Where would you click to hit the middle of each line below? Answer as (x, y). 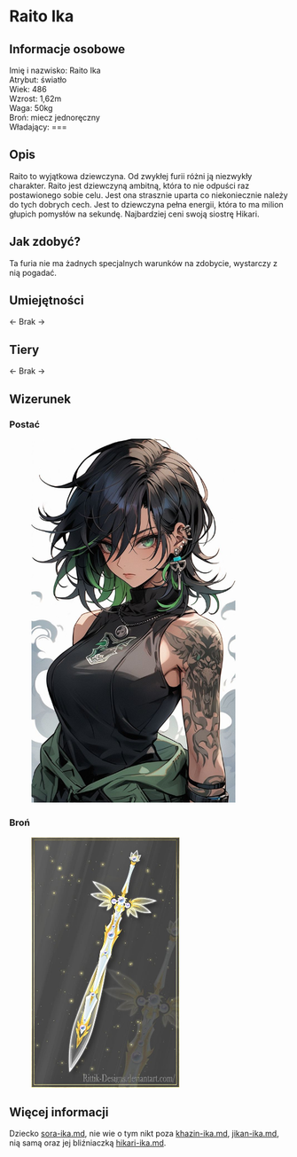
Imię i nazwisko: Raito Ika (55, 70)
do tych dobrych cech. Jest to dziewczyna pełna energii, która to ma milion (146, 204)
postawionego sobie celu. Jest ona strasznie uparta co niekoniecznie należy (148, 195)
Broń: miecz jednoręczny (55, 118)
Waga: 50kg (31, 108)
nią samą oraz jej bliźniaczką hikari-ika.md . (88, 1143)
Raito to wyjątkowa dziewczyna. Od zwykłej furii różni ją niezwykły (131, 176)
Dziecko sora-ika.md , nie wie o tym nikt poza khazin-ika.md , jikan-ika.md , (144, 1134)
